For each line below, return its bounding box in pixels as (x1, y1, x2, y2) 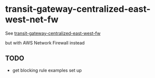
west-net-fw (5, 14, 59, 25)
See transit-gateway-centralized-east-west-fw (5, 30, 101, 36)
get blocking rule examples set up (12, 67, 82, 73)
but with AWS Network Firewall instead (5, 39, 85, 45)
